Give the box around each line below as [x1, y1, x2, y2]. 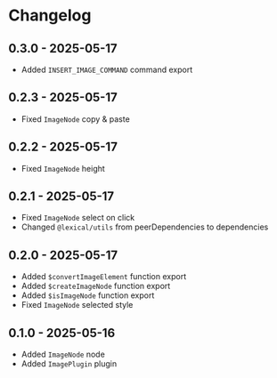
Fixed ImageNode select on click [20, 213, 135, 223]
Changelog [8, 5, 92, 26]
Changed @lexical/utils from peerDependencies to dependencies [20, 221, 269, 232]
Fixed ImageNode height [20, 163, 106, 173]
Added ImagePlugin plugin [20, 358, 118, 369]
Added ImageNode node [20, 349, 106, 360]
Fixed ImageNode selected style [20, 300, 134, 310]
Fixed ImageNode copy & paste [20, 113, 130, 125]
